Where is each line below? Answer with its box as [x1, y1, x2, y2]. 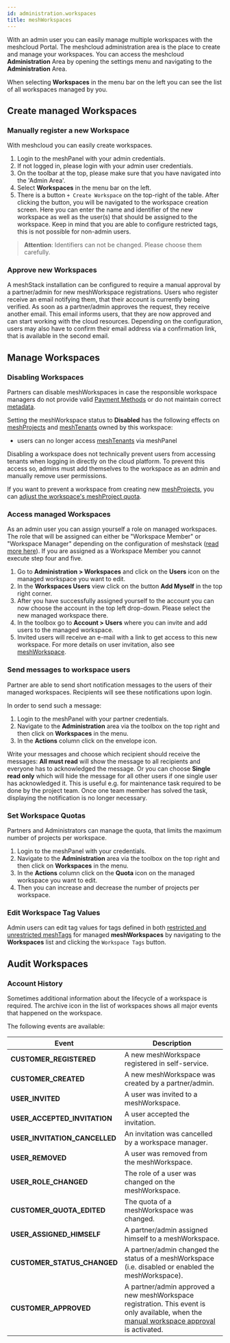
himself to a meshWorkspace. [124, 1234, 220, 1243]
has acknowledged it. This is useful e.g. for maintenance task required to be [7, 779, 221, 787]
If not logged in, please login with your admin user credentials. [16, 162, 194, 170]
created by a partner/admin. [124, 1079, 214, 1088]
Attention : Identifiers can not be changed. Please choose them [23, 241, 202, 249]
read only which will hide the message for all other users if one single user [7, 771, 218, 780]
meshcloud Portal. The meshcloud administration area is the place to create [7, 43, 220, 51]
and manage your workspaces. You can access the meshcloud [7, 49, 184, 58]
